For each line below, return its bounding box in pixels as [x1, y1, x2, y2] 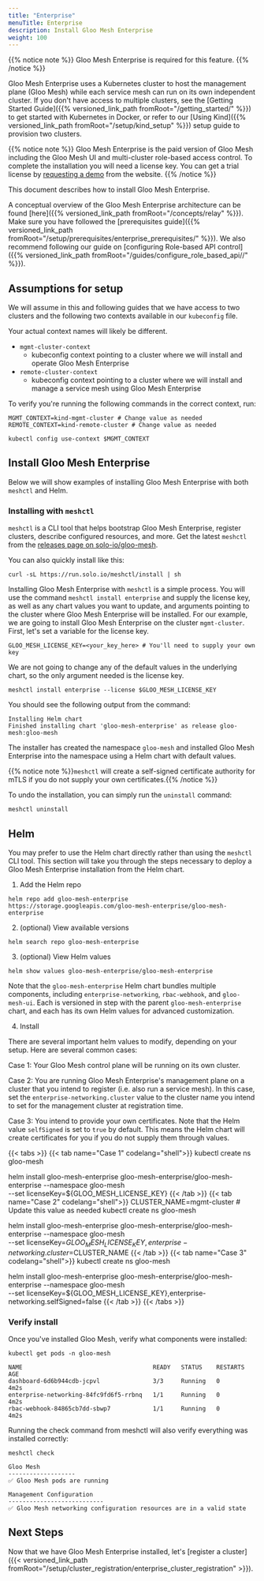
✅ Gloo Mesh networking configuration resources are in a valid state [8, 1504, 247, 1512]
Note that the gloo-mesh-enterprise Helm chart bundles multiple [8, 980, 217, 991]
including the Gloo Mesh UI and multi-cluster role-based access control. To [8, 153, 253, 163]
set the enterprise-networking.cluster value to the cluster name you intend [8, 1092, 255, 1102]
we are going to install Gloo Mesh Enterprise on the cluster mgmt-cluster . [8, 618, 245, 628]
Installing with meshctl [8, 505, 95, 516]
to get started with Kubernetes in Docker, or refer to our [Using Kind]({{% [8, 112, 247, 122]
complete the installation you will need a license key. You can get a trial [8, 161, 239, 170]
